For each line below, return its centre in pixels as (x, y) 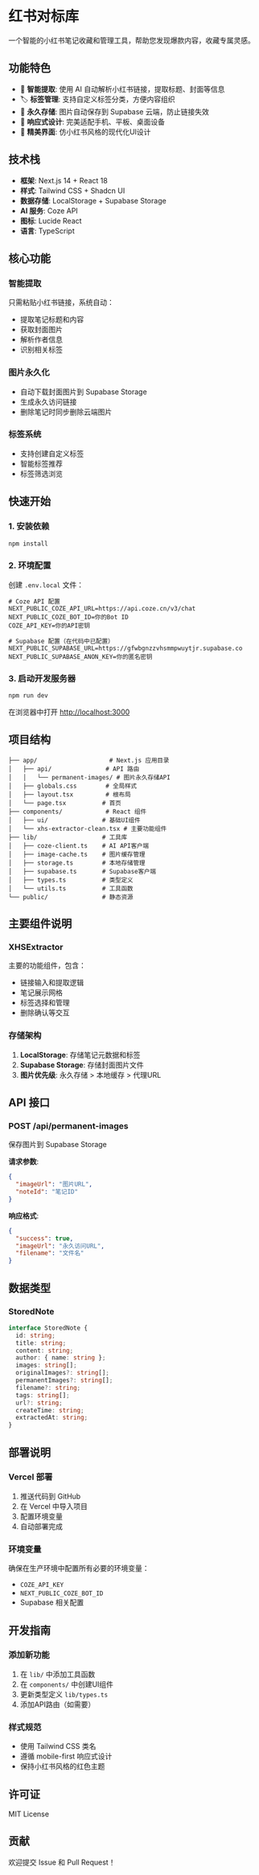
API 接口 (29, 1103)
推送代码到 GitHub (50, 1496)
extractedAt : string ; (52, 1418)
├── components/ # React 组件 (78, 812)
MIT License (29, 1814)
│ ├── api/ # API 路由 (74, 769)
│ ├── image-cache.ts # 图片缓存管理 (77, 854)
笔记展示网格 (41, 993)
